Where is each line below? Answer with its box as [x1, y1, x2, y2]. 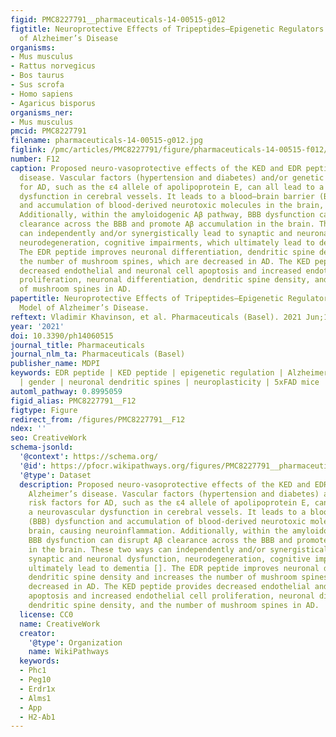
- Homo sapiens [10, 89, 74, 99]
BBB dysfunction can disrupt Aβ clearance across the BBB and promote [28, 535, 329, 545]
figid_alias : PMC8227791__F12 [10, 396, 137, 406]
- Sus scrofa [10, 80, 65, 90]
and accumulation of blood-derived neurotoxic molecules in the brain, [19, 201, 325, 211]
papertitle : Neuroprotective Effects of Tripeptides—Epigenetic [10, 294, 284, 304]
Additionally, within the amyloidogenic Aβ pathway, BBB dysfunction [19, 210, 315, 220]
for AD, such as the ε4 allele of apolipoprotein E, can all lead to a [19, 182, 325, 192]
